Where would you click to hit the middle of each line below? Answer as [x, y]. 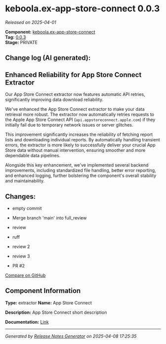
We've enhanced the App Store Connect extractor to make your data [75, 109]
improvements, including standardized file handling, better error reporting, [81, 171]
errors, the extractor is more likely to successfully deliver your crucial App [80, 145]
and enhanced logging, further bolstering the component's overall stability [81, 175]
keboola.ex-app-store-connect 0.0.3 [83, 9]
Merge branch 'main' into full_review [49, 217]
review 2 [21, 246]
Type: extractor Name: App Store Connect [49, 302]
